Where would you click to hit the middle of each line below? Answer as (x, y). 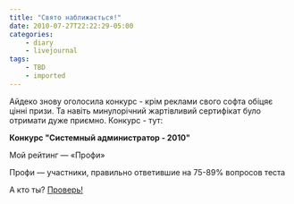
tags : (19, 59)
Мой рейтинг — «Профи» (57, 155)
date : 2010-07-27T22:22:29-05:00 (71, 26)
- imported (46, 76)
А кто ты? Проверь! (46, 190)
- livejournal (51, 51)
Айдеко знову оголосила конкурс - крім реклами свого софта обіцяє (141, 101)
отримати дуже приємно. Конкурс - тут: (86, 120)
